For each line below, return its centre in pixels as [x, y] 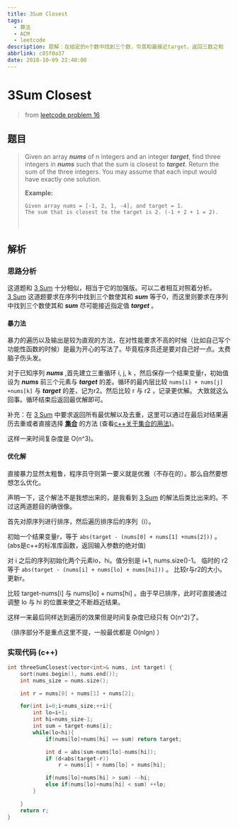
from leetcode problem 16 [62, 115]
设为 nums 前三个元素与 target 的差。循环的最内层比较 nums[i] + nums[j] [115, 382]
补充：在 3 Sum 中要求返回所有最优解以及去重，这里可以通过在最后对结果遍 [118, 415]
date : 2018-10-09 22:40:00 [47, 60]
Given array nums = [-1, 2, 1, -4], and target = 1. [104, 206]
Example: [39, 193]
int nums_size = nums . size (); [65, 681]
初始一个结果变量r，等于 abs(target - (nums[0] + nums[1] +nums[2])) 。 [114, 536]
